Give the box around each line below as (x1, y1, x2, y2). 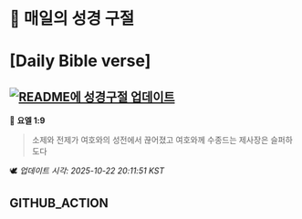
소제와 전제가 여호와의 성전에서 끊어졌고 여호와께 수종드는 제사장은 (31, 134, 269, 146)
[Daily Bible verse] (9, 51, 151, 71)
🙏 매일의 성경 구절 (9, 8, 135, 29)
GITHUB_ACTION (9, 195, 109, 211)
